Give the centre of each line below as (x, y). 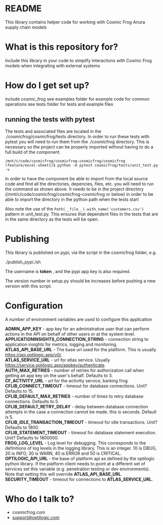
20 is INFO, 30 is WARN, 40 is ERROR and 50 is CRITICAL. (63, 453)
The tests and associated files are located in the (53, 131)
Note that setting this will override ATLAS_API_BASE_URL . (64, 474)
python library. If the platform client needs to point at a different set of (75, 463)
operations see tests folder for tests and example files (59, 104)
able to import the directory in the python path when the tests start (72, 199)
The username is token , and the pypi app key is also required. (68, 271)
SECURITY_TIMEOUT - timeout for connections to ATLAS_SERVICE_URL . (79, 479)
